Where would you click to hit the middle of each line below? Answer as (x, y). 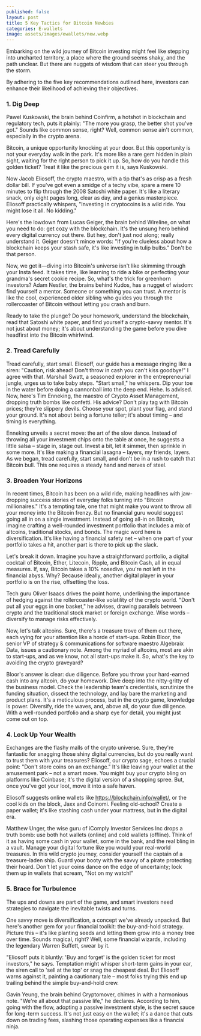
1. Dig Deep (23, 104)
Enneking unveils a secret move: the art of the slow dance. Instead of (91, 433)
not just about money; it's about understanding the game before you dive (97, 329)
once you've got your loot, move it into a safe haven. (71, 786)
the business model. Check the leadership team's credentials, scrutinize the (100, 687)
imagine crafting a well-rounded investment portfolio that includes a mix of (98, 526)
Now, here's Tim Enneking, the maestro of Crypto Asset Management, (93, 396)
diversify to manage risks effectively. (52, 619)
